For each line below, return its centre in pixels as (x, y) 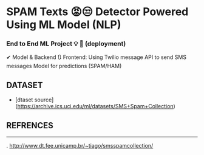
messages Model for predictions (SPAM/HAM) (64, 66)
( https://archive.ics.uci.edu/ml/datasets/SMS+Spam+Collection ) (95, 106)
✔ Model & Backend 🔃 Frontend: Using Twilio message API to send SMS (97, 57)
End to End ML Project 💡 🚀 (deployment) (66, 44)
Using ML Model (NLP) (64, 25)
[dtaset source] (34, 100)
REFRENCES (30, 126)
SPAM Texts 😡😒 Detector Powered (97, 12)
